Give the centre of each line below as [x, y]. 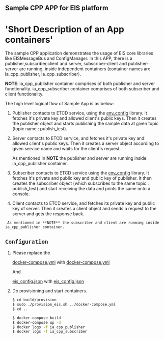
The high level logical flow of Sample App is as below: [60, 104]
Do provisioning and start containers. [50, 291]
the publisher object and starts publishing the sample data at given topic [85, 124]
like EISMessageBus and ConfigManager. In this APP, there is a [69, 58]
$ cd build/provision [34, 300]
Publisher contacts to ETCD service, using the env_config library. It [80, 113]
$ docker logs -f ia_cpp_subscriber [50, 332]
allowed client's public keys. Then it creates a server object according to [85, 143]
